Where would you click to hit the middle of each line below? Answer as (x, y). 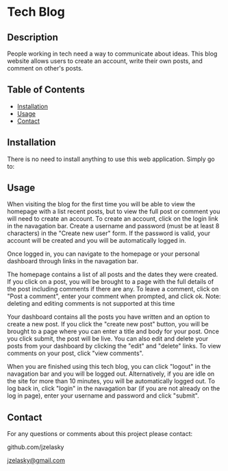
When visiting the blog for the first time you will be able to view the (101, 204)
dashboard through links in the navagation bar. (73, 261)
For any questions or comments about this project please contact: (100, 434)
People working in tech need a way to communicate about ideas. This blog (112, 53)
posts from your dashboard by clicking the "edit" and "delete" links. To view (114, 346)
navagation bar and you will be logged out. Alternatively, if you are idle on (111, 374)
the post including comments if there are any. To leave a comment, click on (113, 289)
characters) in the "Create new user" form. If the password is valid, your (109, 233)
